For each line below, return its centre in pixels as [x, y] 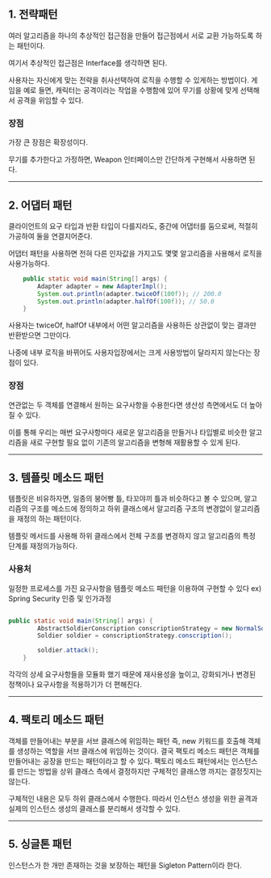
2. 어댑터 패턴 [40, 205]
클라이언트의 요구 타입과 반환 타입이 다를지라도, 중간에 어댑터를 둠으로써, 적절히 [133, 226]
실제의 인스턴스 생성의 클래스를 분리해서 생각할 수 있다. [94, 808]
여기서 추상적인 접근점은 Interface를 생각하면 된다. [88, 62]
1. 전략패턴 [33, 15]
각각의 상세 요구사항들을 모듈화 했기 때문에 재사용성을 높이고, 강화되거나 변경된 [132, 674]
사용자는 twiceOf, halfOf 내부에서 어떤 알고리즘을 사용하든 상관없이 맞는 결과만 [132, 325]
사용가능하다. [29, 263]
